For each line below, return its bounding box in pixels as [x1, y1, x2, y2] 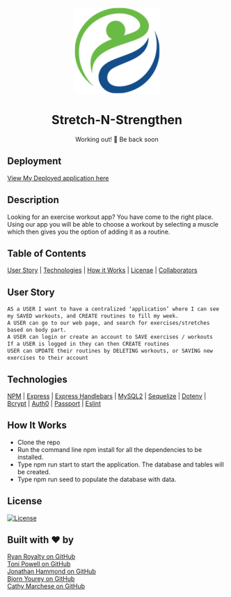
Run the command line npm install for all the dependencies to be [17, 445, 202, 453]
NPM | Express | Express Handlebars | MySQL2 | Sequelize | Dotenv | [7, 392, 207, 400]
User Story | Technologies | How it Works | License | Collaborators [7, 266, 198, 275]
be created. [17, 467, 51, 476]
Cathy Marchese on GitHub [7, 582, 86, 591]
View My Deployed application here [7, 174, 109, 182]
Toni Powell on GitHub [7, 560, 71, 568]
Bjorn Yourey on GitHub [7, 575, 75, 583]
